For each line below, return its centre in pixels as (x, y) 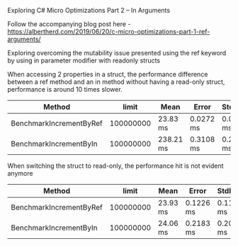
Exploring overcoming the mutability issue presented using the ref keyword (117, 53)
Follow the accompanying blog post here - (69, 24)
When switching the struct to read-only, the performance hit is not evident (116, 166)
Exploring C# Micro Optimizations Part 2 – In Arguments (89, 10)
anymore (20, 173)
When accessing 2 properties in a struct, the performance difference (108, 74)
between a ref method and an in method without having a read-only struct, (116, 82)
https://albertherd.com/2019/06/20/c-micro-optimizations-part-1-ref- (109, 32)
